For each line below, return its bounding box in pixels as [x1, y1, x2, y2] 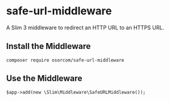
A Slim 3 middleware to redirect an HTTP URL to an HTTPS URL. [6, 24, 165, 31]
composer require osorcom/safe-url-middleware [6, 57, 125, 63]
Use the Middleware [6, 74, 83, 84]
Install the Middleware [6, 41, 91, 51]
